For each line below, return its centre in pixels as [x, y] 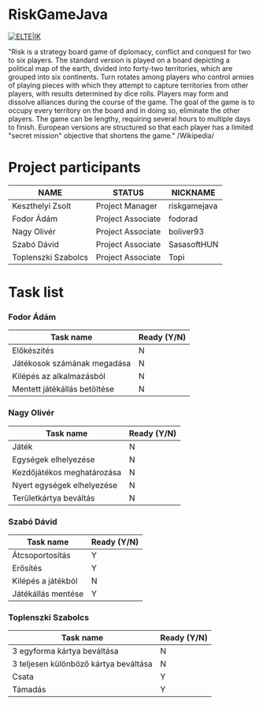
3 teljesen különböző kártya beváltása [82, 664]
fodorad [183, 219]
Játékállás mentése [48, 594]
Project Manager [126, 205]
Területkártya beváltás [54, 497]
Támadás [29, 690]
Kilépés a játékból [45, 580]
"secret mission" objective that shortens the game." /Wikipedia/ [111, 135]
